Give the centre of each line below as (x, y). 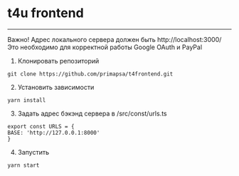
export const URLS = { (41, 126)
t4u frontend (46, 13)
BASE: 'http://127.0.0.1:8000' (54, 133)
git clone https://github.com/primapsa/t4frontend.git (90, 74)
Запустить (33, 152)
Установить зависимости (56, 87)
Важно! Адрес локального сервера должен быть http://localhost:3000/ (115, 39)
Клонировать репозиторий (58, 61)
